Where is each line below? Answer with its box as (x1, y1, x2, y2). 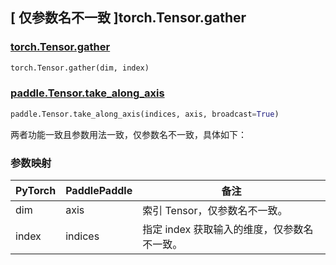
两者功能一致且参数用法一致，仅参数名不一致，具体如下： (10, 128, 247, 140)
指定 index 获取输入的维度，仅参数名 (142, 223, 314, 237)
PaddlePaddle (65, 184, 133, 198)
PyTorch (15, 184, 57, 198)
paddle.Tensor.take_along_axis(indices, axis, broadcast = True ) (10, 109, 280, 119)
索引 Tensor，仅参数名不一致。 (142, 204, 288, 218)
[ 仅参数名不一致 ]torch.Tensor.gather (10, 9, 247, 27)
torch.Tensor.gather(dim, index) (10, 63, 150, 73)
